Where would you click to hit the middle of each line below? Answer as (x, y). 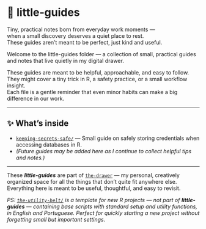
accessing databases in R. (49, 144)
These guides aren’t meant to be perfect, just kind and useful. (85, 42)
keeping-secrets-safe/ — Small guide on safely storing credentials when (108, 138)
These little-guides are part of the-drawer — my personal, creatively (93, 175)
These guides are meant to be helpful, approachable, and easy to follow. (98, 72)
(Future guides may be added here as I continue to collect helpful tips (104, 151)
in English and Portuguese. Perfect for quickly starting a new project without (103, 213)
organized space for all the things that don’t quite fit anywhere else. (92, 181)
